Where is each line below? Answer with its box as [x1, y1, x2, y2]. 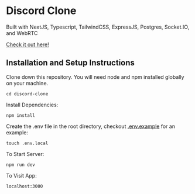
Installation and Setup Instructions [6, 58, 135, 68]
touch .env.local [6, 140, 49, 146]
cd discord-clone [6, 91, 49, 97]
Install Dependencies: [6, 101, 59, 108]
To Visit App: [6, 172, 37, 179]
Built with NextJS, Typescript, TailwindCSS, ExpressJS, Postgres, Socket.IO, [6, 23, 190, 30]
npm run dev [6, 162, 35, 168]
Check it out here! [6, 41, 50, 48]
